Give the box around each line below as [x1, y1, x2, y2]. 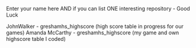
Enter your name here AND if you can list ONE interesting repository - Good [6, 5, 191, 12]
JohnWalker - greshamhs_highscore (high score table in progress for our [6, 23, 184, 30]
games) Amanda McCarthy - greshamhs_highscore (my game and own [6, 29, 179, 36]
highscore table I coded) [6, 36, 66, 42]
